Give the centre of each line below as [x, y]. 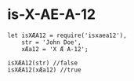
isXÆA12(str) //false [43, 63]
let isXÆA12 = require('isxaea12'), [67, 35]
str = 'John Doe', [51, 42]
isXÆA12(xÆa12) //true [44, 70]
